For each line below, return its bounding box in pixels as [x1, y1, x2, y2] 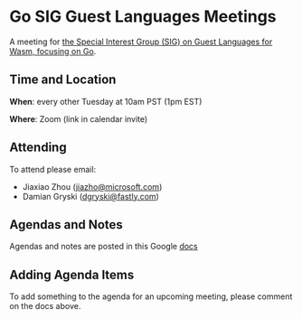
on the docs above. [9, 301, 81, 312]
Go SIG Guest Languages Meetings [9, 6, 278, 27]
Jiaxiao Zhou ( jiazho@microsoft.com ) [22, 181, 163, 192]
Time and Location [9, 72, 117, 88]
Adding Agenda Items [9, 267, 135, 282]
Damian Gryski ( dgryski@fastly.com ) [22, 191, 160, 202]
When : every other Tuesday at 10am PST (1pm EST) [9, 96, 203, 107]
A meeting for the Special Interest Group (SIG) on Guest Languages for [9, 36, 273, 47]
